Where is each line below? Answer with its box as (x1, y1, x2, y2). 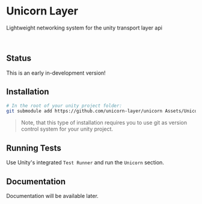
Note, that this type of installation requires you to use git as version (20, 119, 188, 126)
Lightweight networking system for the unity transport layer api (6, 24, 162, 31)
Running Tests (6, 143, 61, 153)
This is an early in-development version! (6, 69, 106, 76)
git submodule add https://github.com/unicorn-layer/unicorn (6, 108, 163, 114)
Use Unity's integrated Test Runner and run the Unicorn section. (6, 159, 164, 166)
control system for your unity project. (20, 125, 113, 133)
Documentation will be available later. (6, 192, 99, 199)
